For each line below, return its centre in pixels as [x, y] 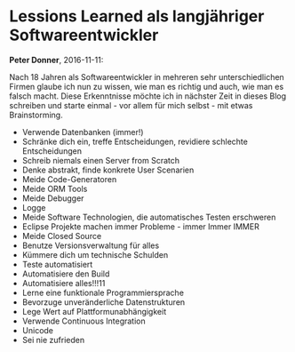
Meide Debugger [53, 198]
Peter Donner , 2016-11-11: [56, 60]
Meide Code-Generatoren [69, 179]
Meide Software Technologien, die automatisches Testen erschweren [149, 217]
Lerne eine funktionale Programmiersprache [103, 292]
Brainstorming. [36, 115]
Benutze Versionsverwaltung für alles [91, 245]
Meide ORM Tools [55, 188]
